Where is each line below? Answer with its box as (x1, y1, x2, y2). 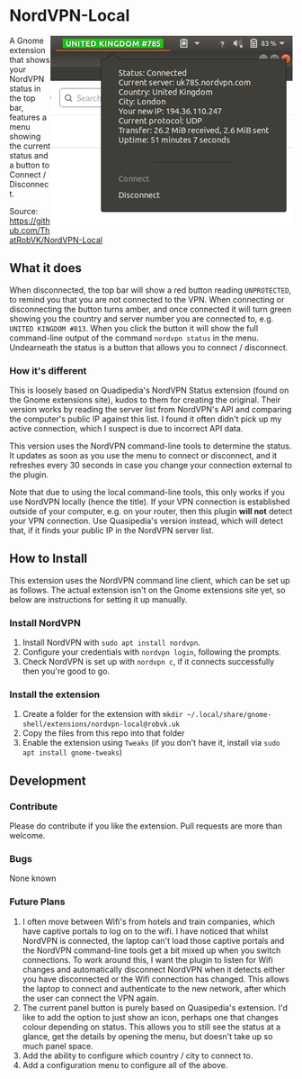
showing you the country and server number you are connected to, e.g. (9, 313, 274, 324)
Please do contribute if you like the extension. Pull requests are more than (9, 821, 283, 831)
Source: (9, 205, 39, 216)
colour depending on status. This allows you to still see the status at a (22, 1021, 281, 1032)
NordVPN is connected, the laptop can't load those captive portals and (22, 935, 285, 946)
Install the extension (9, 688, 101, 701)
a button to (9, 159, 50, 170)
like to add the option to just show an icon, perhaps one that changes (22, 1011, 279, 1022)
